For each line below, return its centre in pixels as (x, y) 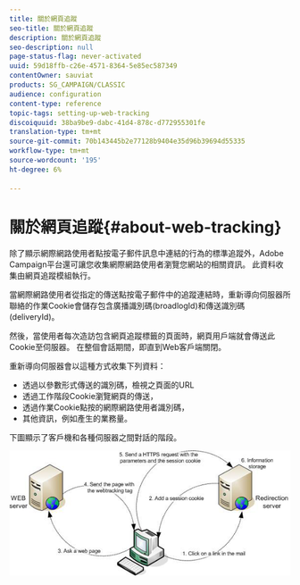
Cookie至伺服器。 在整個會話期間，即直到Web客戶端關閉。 (118, 347)
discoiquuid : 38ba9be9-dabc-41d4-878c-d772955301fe (107, 122)
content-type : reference (55, 104)
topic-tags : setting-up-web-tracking (79, 113)
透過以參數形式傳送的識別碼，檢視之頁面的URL (108, 385)
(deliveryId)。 (34, 317)
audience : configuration (55, 94)
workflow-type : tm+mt (50, 151)
